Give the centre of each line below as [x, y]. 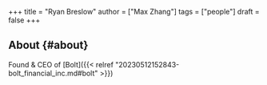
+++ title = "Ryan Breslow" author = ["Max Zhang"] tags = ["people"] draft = [134, 12]
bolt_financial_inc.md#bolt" [53, 73]
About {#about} [48, 45]
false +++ [24, 20]
